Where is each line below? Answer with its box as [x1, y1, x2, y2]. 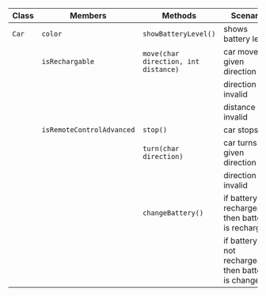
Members [70, 10, 107, 21]
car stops [222, 124, 259, 135]
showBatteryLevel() [142, 29, 216, 38]
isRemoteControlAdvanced [41, 126, 135, 134]
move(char [142, 49, 180, 58]
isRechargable [41, 57, 95, 66]
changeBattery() [142, 209, 204, 217]
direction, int [142, 57, 200, 66]
